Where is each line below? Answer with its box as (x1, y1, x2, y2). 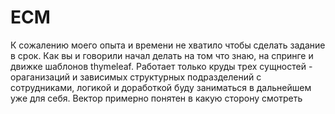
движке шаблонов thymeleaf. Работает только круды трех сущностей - (10, 60, 313, 72)
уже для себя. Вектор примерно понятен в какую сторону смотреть (10, 92, 303, 104)
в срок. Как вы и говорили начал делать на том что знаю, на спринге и (10, 49, 314, 61)
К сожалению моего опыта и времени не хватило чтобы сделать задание (10, 39, 326, 51)
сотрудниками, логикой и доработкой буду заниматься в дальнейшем (10, 81, 312, 93)
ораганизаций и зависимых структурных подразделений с (10, 71, 262, 83)
